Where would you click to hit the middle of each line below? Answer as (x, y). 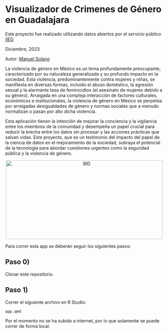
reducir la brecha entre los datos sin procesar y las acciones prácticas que (82, 131)
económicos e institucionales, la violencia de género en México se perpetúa (83, 101)
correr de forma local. (28, 326)
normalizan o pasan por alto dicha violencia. (51, 111)
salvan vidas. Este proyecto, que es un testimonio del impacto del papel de (82, 137)
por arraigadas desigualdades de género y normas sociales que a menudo (82, 106)
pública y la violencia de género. (39, 153)
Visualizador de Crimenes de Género (83, 9)
